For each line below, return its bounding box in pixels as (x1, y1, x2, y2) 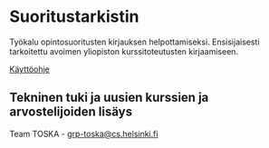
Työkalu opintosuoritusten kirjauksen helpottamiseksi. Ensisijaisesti (9, 36, 260, 47)
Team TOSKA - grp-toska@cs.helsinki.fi (9, 128, 159, 139)
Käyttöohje (9, 64, 50, 74)
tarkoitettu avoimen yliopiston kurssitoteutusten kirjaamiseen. (9, 45, 238, 56)
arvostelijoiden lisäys (9, 104, 133, 120)
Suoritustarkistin (9, 6, 139, 27)
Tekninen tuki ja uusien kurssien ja (9, 90, 209, 105)
